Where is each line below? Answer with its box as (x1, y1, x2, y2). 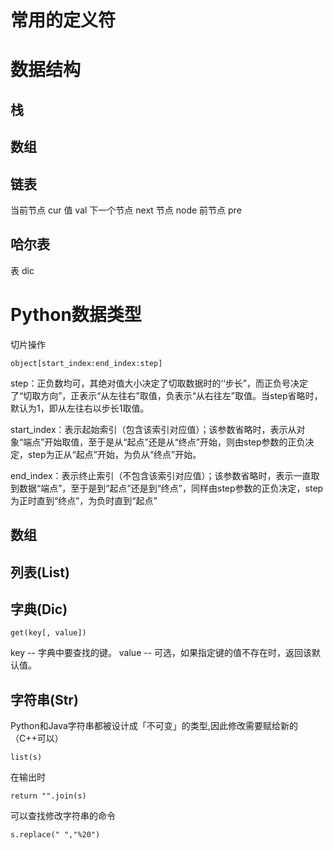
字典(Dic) (10, 601, 68, 618)
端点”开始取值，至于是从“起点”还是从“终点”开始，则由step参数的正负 (23, 436, 306, 448)
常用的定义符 (10, 9, 117, 32)
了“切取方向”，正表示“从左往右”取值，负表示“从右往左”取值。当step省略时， (10, 389, 323, 401)
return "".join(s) (10, 791, 87, 801)
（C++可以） (10, 732, 64, 745)
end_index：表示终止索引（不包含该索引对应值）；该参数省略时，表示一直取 (10, 469, 320, 481)
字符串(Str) (10, 691, 79, 708)
